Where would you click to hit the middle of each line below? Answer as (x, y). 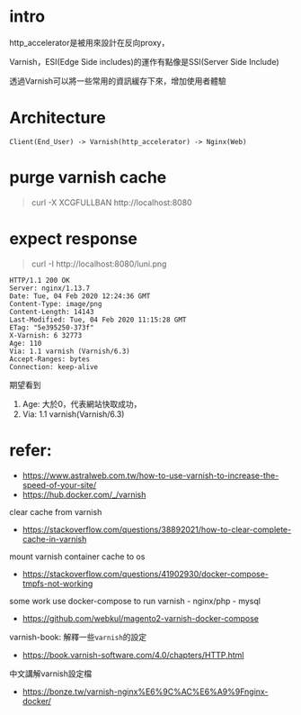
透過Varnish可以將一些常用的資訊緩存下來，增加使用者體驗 (118, 81)
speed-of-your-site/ (59, 484)
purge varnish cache (88, 178)
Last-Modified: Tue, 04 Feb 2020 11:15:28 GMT (98, 320)
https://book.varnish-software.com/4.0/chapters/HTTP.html (133, 655)
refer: (31, 450)
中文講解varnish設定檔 (51, 674)
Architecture (58, 118)
